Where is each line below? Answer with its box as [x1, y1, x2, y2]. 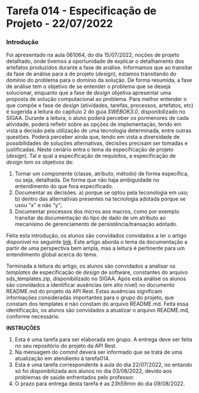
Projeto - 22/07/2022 [6, 17, 113, 30]
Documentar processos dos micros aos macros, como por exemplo [14, 208, 179, 215]
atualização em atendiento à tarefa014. [14, 355, 110, 362]
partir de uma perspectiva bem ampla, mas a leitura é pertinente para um [6, 245, 185, 252]
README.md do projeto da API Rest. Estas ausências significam [6, 288, 162, 295]
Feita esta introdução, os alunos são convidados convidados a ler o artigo [6, 232, 187, 239]
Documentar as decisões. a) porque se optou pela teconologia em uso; [14, 189, 189, 196]
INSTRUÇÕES [6, 325, 40, 332]
